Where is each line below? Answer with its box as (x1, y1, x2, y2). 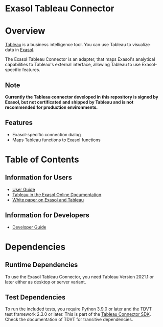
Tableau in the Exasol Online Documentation (12, 192, 102, 198)
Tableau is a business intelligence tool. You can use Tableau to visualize (5, 42, 150, 48)
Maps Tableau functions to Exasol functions (12, 137, 101, 143)
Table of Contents (5, 154, 79, 165)
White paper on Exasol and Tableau (12, 197, 84, 202)
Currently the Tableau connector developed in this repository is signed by (5, 94, 159, 100)
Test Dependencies (5, 293, 66, 302)
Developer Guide (12, 224, 47, 230)
